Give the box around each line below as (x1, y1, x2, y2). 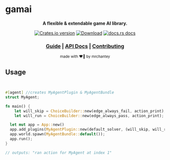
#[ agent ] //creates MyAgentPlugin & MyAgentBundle (5, 90, 114, 95)
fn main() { (5, 103, 30, 109)
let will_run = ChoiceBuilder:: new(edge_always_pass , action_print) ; (14, 113, 164, 118)
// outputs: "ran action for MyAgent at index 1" (5, 150, 112, 155)
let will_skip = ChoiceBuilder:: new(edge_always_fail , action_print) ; (14, 109, 166, 114)
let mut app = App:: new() (10, 122, 65, 127)
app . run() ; (10, 136, 33, 142)
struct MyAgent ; (5, 94, 39, 99)
